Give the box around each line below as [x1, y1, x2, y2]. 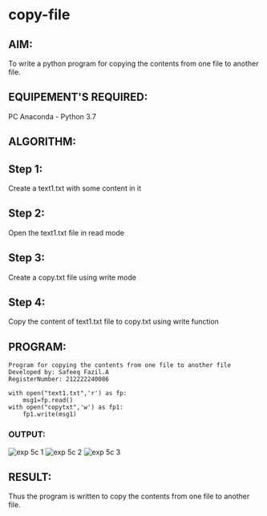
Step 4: [8, 296, 46, 309]
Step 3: [8, 251, 46, 265]
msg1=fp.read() [22, 397, 74, 405]
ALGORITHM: [8, 135, 76, 149]
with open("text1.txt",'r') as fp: [8, 389, 127, 397]
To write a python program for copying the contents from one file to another [8, 58, 259, 68]
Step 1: [8, 162, 43, 175]
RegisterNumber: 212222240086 [8, 375, 110, 384]
